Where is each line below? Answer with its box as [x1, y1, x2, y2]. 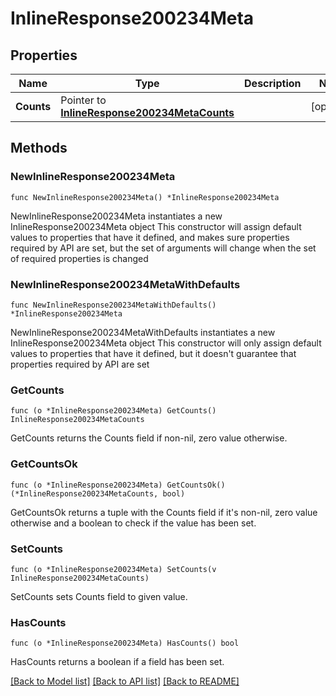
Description [244, 77, 302, 90]
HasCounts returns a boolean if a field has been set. [10, 656, 225, 668]
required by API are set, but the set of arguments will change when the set [10, 242, 317, 254]
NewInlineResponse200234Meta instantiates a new [10, 210, 223, 222]
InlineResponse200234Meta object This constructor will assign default [10, 220, 302, 232]
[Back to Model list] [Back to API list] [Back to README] [10, 675, 240, 687]
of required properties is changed [10, 252, 149, 264]
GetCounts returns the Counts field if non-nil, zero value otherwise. [10, 432, 288, 444]
